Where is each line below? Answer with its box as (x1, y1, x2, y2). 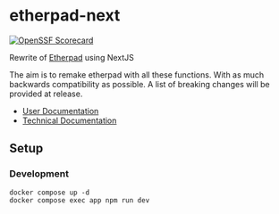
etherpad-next (9, 5, 121, 26)
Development (9, 168, 70, 180)
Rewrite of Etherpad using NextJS (9, 52, 134, 62)
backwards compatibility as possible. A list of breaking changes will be (9, 78, 270, 89)
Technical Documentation (21, 115, 117, 126)
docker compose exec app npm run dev (9, 195, 150, 205)
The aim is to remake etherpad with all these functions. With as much (9, 69, 265, 80)
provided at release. (9, 88, 83, 99)
